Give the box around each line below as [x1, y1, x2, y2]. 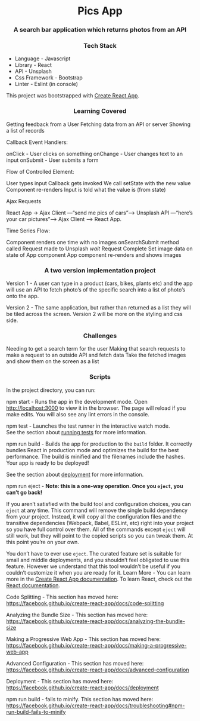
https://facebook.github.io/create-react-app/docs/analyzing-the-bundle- [6, 617, 186, 625]
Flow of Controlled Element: [6, 168, 74, 175]
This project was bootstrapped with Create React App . [6, 92, 140, 99]
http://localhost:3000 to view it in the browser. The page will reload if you [6, 404, 186, 412]
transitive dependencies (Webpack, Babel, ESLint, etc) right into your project [6, 519, 194, 526]
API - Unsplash [14, 68, 52, 75]
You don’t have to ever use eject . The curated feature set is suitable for [6, 550, 182, 557]
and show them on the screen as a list [6, 358, 99, 365]
